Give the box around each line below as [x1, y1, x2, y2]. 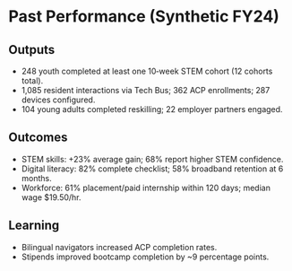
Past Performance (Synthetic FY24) [8, 6, 279, 27]
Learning [8, 218, 60, 233]
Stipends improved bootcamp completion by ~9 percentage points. [21, 251, 270, 262]
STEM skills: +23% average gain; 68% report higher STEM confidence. [21, 153, 284, 164]
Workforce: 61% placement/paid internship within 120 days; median [21, 182, 271, 193]
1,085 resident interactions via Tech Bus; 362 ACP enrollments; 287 [21, 85, 271, 95]
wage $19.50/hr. [21, 191, 82, 203]
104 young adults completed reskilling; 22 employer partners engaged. [21, 104, 283, 114]
